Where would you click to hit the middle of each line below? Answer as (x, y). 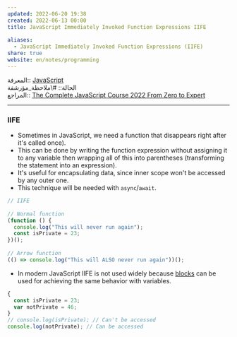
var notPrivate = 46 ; (45, 307)
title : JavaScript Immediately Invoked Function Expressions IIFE (107, 27)
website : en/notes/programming (53, 60)
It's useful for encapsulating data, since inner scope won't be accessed (121, 173)
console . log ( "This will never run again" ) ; (78, 227)
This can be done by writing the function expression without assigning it (122, 150)
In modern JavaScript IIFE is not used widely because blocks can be (117, 273)
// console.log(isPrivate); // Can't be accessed (82, 320)
